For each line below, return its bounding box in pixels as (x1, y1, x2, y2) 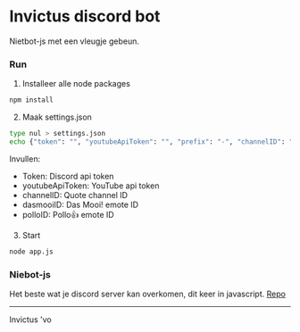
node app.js (9, 247, 54, 256)
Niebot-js (9, 268, 51, 280)
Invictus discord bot (9, 6, 161, 27)
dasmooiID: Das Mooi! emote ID (21, 199, 139, 210)
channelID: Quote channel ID (21, 189, 128, 200)
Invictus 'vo (9, 314, 52, 325)
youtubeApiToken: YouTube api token (21, 180, 160, 191)
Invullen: (9, 154, 41, 164)
